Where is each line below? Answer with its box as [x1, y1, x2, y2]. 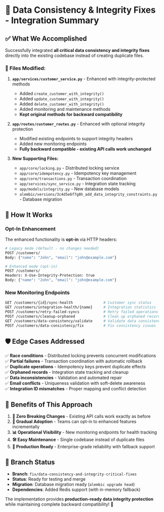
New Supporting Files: [12, 155, 59, 161]
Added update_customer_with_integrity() [19, 96, 104, 102]
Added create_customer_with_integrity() [19, 91, 104, 97]
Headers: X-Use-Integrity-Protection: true [5, 273, 95, 278]
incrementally [12, 424, 40, 430]
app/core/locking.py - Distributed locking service [19, 165, 120, 171]
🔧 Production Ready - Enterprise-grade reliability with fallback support [12, 444, 155, 450]
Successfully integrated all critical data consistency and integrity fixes [5, 48, 150, 53]
